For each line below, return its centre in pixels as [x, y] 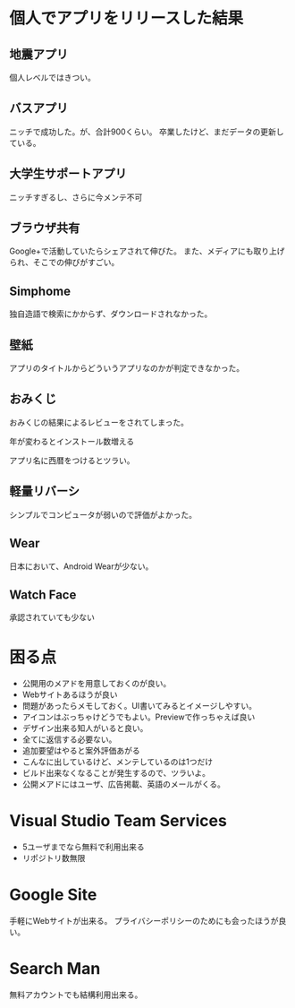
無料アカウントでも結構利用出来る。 [76, 995]
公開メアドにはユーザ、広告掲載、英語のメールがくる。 [124, 784]
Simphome [40, 291]
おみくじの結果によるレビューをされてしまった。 [99, 422]
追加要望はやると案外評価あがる [81, 751]
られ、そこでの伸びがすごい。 [64, 263]
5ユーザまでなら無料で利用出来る [83, 847]
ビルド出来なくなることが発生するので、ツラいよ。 [116, 773]
